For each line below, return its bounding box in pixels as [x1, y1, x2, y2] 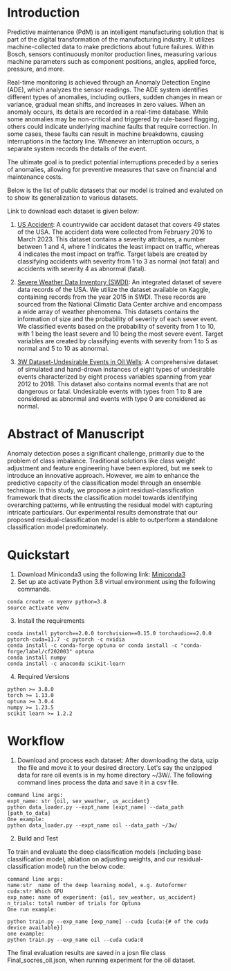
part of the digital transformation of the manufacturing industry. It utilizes [7, 35, 215, 43]
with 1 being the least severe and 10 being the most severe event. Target [17, 329, 223, 338]
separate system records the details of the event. [7, 144, 147, 153]
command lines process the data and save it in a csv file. [17, 778, 179, 787]
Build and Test [17, 834, 59, 842]
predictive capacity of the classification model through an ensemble [7, 479, 201, 487]
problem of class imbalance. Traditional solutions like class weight [7, 456, 196, 465]
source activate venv [7, 604, 70, 611]
